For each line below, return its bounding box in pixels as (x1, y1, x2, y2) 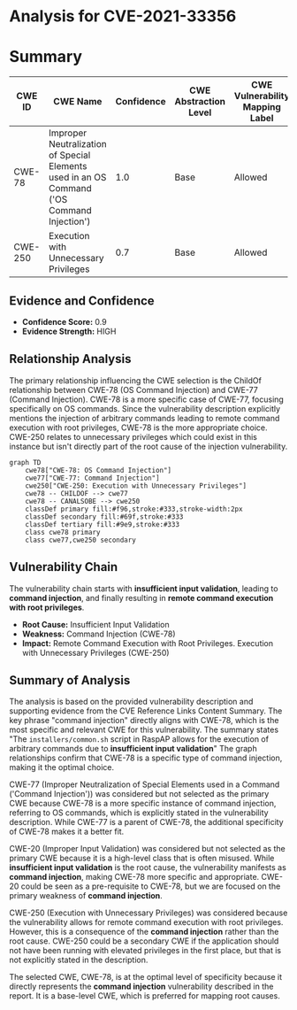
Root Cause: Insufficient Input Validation (21, 619, 170, 629)
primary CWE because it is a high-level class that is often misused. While (9, 852, 275, 864)
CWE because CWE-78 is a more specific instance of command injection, (9, 798, 277, 809)
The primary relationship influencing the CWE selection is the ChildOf (9, 374, 263, 386)
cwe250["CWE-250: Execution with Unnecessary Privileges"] (25, 481, 247, 490)
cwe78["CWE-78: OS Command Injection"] (25, 466, 172, 474)
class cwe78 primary (25, 528, 101, 536)
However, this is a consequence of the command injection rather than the (9, 927, 279, 937)
